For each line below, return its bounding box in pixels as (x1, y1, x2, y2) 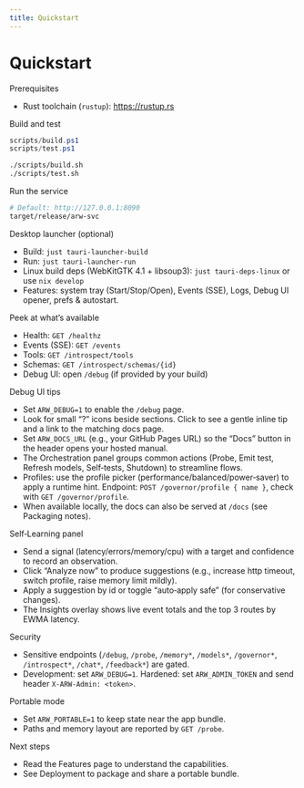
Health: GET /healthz (22, 329, 102, 340)
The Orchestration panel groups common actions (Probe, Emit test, (22, 452, 275, 463)
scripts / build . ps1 (9, 136, 79, 145)
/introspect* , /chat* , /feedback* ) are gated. (22, 658, 189, 669)
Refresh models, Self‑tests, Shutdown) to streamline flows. (22, 461, 243, 472)
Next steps (9, 741, 50, 752)
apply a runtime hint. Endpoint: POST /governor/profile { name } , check (22, 481, 294, 493)
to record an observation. (22, 555, 118, 566)
